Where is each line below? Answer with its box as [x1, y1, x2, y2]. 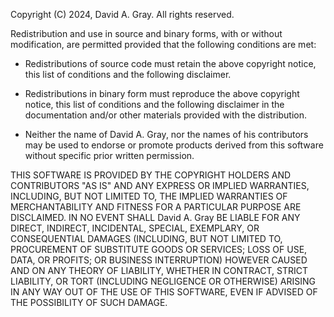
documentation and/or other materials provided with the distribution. [24, 109, 307, 121]
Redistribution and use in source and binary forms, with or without [10, 28, 283, 39]
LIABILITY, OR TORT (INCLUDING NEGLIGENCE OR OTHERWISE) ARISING [10, 275, 317, 287]
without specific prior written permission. [24, 150, 195, 161]
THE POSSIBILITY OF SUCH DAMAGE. [10, 297, 168, 308]
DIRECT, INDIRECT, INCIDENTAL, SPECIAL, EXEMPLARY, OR [10, 222, 260, 234]
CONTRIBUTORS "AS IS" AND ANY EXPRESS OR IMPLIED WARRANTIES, [10, 180, 310, 191]
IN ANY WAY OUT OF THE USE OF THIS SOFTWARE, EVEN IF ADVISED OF [10, 286, 318, 298]
